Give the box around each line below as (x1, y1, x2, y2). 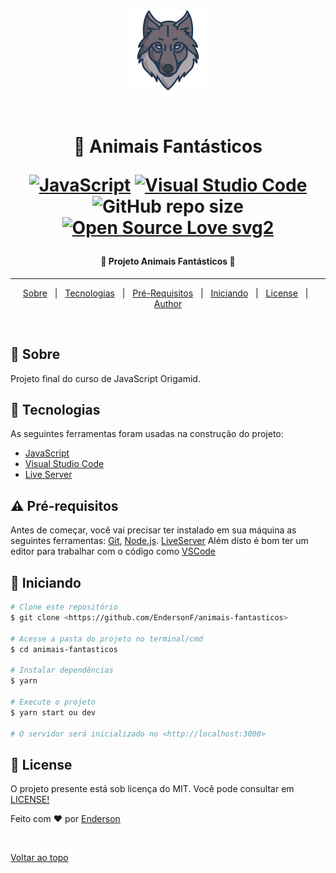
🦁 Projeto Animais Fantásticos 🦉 (100, 255, 236, 268)
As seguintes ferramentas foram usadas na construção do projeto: (10, 428, 284, 440)
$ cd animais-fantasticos (10, 644, 118, 654)
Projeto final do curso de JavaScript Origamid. (10, 372, 201, 384)
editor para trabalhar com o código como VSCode (10, 545, 217, 558)
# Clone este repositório (10, 602, 118, 613)
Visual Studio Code (24, 458, 105, 470)
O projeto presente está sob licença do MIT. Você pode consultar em (10, 783, 295, 795)
